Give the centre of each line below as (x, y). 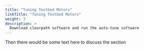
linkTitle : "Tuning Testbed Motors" (43, 14)
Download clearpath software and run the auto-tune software (74, 28)
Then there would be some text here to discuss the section (66, 42)
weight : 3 (15, 19)
